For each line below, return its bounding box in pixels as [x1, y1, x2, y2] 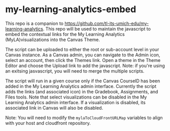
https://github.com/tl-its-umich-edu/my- [64, 20, 149, 26]
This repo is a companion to [5, 20, 63, 26]
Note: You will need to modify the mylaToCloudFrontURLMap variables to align [5, 114, 163, 120]
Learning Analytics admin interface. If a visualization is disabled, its [5, 99, 146, 105]
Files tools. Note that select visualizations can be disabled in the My [5, 94, 147, 100]
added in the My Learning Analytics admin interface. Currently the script [5, 83, 157, 89]
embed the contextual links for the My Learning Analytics [5, 31, 125, 37]
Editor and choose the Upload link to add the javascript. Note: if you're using [5, 62, 165, 69]
